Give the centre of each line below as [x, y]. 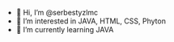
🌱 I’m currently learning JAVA [65, 29]
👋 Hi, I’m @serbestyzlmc [57, 13]
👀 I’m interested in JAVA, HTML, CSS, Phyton [91, 21]
